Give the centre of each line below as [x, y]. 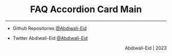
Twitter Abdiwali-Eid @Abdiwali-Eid [50, 38]
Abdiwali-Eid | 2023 [146, 48]
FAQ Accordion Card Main [86, 9]
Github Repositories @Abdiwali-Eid [50, 28]
